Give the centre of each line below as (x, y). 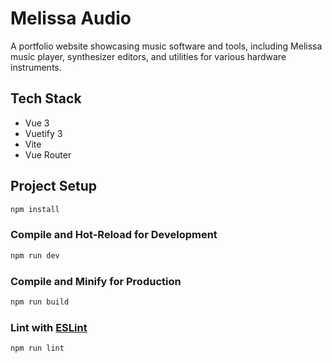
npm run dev (35, 255)
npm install (35, 209)
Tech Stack (46, 98)
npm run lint (37, 348)
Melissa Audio (71, 18)
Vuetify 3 (43, 133)
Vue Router (48, 154)
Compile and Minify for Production (96, 281)
